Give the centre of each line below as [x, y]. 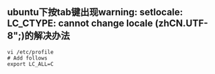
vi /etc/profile [30, 52]
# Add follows [28, 58]
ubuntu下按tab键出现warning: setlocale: [95, 12]
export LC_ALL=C [30, 64]
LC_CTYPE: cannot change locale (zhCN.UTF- [108, 24]
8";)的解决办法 [39, 36]
